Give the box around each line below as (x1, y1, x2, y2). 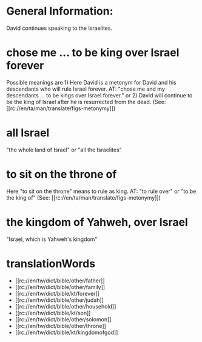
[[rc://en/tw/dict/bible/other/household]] (15, 302, 116, 310)
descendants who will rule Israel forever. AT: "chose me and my (6, 85, 166, 92)
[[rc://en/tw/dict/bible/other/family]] (15, 283, 105, 290)
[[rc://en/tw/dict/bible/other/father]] (15, 277, 105, 284)
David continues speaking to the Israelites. (6, 24, 113, 32)
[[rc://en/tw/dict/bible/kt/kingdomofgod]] (15, 329, 118, 336)
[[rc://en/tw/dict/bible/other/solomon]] (15, 315, 112, 323)
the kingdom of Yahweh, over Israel (6, 215, 188, 229)
